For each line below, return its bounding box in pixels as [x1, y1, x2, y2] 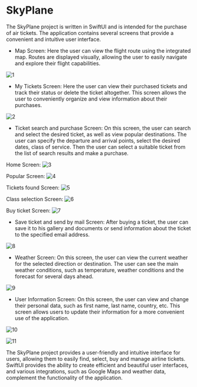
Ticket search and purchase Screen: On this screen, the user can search [14, 124, 191, 131]
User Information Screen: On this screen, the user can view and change [14, 295, 189, 302]
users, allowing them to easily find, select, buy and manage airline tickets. [6, 355, 186, 362]
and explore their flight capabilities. [14, 60, 101, 67]
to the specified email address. [14, 231, 90, 238]
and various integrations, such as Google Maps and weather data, [6, 367, 166, 375]
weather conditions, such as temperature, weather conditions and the [14, 266, 184, 273]
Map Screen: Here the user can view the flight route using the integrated [14, 47, 191, 54]
